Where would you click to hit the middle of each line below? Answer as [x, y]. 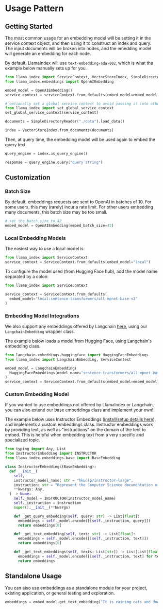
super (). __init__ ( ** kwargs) [42, 507]
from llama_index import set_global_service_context [59, 108]
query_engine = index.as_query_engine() [47, 154]
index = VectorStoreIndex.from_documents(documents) [59, 130]
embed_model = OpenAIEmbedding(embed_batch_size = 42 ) [59, 226]
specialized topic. [23, 440]
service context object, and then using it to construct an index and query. [78, 43]
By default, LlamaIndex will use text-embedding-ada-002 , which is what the [79, 63]
